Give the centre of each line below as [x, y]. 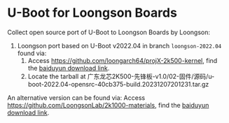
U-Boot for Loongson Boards [92, 13]
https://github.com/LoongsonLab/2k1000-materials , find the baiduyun [108, 105]
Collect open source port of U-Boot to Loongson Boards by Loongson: [109, 32]
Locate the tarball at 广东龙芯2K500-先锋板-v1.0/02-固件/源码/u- [121, 76]
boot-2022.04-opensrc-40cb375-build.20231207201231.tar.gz [118, 84]
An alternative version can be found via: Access [76, 97]
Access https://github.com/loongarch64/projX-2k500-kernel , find [123, 60]
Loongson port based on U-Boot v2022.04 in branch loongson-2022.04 [119, 45]
